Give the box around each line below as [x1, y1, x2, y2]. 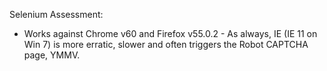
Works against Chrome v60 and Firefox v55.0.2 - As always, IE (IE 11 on [23, 28, 318, 39]
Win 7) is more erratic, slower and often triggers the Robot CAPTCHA [23, 39, 309, 50]
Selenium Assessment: [9, 9, 104, 20]
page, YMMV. [23, 49, 81, 61]
